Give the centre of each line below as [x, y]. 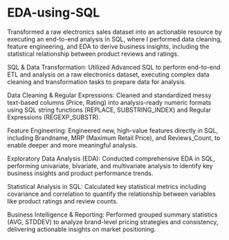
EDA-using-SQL [54, 13]
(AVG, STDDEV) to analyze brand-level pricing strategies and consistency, [113, 221]
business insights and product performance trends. [80, 173]
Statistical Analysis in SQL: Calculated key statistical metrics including [107, 186]
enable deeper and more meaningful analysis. [72, 145]
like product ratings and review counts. [63, 201]
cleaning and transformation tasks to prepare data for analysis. [97, 81]
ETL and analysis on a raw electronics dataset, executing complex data [108, 74]
